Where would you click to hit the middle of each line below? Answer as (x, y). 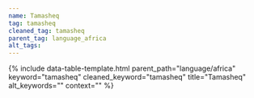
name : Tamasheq (34, 16)
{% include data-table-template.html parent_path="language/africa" (122, 68)
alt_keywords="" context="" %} (61, 86)
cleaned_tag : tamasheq (47, 31)
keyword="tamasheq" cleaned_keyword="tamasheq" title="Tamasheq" (127, 77)
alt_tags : (25, 46)
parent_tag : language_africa (57, 38)
